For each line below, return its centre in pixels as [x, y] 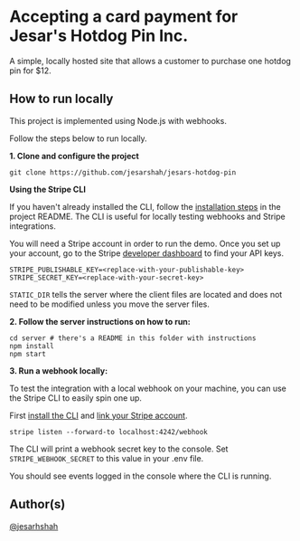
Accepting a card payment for [124, 17]
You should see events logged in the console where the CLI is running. [141, 476]
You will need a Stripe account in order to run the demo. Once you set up [145, 243]
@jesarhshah [34, 526]
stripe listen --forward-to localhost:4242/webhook [108, 432]
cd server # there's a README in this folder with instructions [133, 338]
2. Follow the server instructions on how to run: [100, 321]
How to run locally [61, 99]
